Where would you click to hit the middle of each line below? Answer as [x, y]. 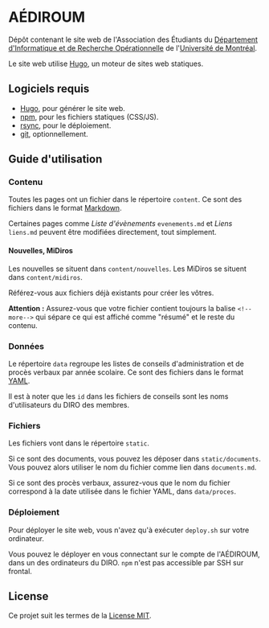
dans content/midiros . [45, 277]
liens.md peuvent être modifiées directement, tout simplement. [112, 232]
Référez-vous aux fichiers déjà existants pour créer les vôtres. [111, 293]
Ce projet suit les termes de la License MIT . [80, 616]
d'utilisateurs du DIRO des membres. [69, 404]
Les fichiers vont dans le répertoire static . [79, 443]
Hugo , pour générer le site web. [73, 108]
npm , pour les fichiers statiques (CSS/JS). [89, 117]
